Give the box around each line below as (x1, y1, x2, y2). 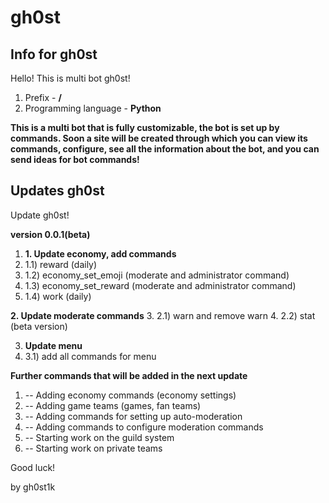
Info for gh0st (10, 46, 98, 63)
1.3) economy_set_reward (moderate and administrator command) (24, 279, 297, 291)
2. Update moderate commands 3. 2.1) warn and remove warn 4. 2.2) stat (10, 309, 316, 321)
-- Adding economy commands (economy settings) (24, 389, 237, 401)
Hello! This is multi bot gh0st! (10, 72, 131, 84)
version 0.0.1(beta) (10, 228, 91, 240)
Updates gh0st (10, 182, 105, 200)
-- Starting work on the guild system (24, 431, 175, 443)
